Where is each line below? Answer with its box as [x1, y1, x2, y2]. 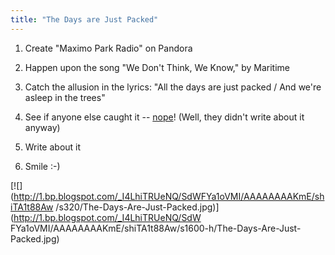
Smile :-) [24, 160, 61, 172]
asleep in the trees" [24, 91, 106, 103]
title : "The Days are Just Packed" [10, 14, 159, 25]
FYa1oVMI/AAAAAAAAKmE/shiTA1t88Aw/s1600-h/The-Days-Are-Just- [10, 222, 302, 234]
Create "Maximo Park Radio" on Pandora [24, 42, 193, 54]
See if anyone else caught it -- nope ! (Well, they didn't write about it [24, 111, 305, 123]
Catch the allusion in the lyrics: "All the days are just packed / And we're [24, 81, 322, 93]
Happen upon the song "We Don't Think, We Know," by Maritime [24, 61, 290, 73]
